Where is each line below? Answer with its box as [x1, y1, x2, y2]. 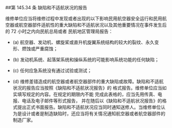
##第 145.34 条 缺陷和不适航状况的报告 [5, 5, 88, 10]
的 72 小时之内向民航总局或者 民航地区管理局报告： [5, 28, 114, 34]
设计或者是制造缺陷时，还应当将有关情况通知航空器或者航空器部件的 [21, 111, 165, 117]
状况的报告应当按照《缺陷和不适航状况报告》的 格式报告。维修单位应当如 [12, 85, 167, 91]
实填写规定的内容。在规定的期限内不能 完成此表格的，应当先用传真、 [12, 92, 158, 97]
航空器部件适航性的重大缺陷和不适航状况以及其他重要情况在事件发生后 [18, 22, 167, 28]
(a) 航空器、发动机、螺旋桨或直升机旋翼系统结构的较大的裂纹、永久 [12, 39, 155, 45]
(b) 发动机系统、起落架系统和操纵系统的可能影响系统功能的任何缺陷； [12, 57, 160, 63]
